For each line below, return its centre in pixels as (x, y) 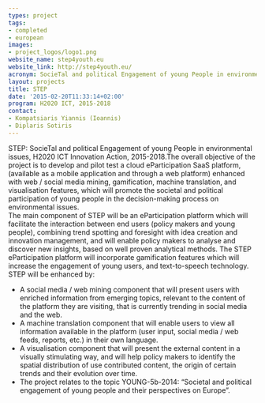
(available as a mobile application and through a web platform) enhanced (127, 173)
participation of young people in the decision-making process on (114, 198)
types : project (33, 15)
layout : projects (37, 81)
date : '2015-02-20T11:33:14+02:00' (67, 96)
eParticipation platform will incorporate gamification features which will (124, 257)
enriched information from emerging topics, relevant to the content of (132, 298)
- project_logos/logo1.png (52, 52)
